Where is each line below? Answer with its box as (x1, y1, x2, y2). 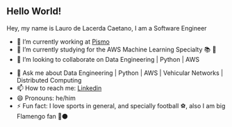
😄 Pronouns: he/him (16, 94, 76, 102)
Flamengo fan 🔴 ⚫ (16, 112, 69, 120)
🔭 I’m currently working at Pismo (16, 37, 110, 46)
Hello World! (6, 6, 62, 17)
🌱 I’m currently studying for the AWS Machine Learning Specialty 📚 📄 (16, 45, 217, 53)
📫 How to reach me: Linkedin (16, 83, 102, 92)
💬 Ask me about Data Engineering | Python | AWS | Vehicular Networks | (16, 69, 224, 77)
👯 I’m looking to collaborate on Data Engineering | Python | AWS (16, 55, 199, 63)
